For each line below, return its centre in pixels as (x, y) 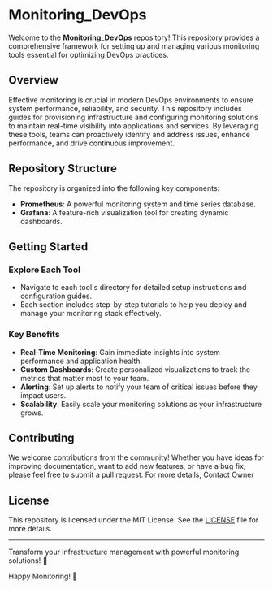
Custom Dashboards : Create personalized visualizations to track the (135, 369)
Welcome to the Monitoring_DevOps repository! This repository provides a (134, 37)
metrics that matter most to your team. (84, 378)
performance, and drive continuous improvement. (91, 143)
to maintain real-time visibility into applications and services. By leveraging (134, 126)
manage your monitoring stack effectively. (91, 314)
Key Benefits (34, 335)
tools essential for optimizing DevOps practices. (89, 54)
